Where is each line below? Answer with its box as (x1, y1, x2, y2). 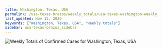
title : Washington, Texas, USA (5, 7, 68, 12)
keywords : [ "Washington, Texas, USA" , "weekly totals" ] (5, 20, 120, 26)
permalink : (5, 12, 27, 16)
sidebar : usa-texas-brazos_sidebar (5, 25, 77, 30)
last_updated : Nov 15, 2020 (5, 16, 62, 21)
